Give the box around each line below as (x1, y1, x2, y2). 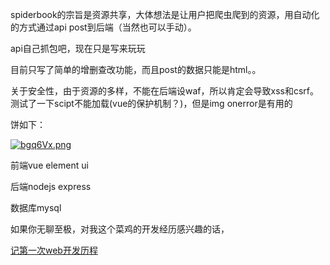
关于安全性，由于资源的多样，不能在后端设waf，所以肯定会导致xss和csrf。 (10, 85, 319, 97)
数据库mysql (10, 202, 62, 213)
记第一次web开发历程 (10, 244, 98, 256)
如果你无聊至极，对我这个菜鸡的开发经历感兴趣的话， (10, 223, 230, 235)
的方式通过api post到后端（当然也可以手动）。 (10, 21, 197, 33)
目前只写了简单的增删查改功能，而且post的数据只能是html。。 (10, 64, 262, 75)
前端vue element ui (10, 159, 89, 171)
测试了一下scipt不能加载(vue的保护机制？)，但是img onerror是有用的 (10, 98, 293, 109)
